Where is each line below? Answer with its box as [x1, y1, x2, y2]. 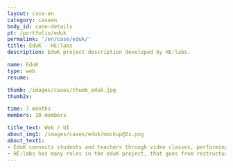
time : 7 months [7, 105, 51, 113]
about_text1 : [7, 137, 45, 144]
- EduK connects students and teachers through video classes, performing [7, 143, 228, 151]
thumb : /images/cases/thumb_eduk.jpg [7, 86, 116, 93]
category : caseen [7, 17, 58, 24]
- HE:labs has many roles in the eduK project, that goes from [7, 150, 194, 157]
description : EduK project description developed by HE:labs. [7, 49, 191, 56]
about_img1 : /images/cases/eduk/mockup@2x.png [7, 131, 144, 138]
